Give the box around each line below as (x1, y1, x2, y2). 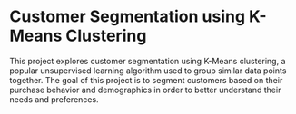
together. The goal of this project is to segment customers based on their (9, 74, 283, 85)
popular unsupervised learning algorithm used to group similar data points (9, 65, 287, 76)
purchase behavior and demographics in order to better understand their (9, 84, 281, 95)
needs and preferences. (9, 93, 99, 105)
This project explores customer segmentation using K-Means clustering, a (9, 55, 286, 66)
